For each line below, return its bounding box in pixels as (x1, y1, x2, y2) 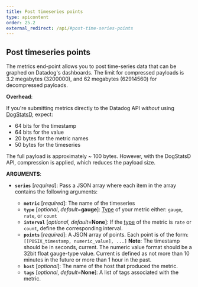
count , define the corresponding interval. (23, 225, 123, 232)
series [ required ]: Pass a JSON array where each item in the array (14, 182, 176, 189)
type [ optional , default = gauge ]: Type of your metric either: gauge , (23, 206, 183, 213)
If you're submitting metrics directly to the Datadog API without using (6, 105, 174, 112)
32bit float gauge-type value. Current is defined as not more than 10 (23, 250, 190, 257)
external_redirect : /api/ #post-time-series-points (6, 25, 134, 31)
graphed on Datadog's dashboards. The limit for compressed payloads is (6, 69, 184, 76)
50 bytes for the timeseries (14, 141, 81, 149)
